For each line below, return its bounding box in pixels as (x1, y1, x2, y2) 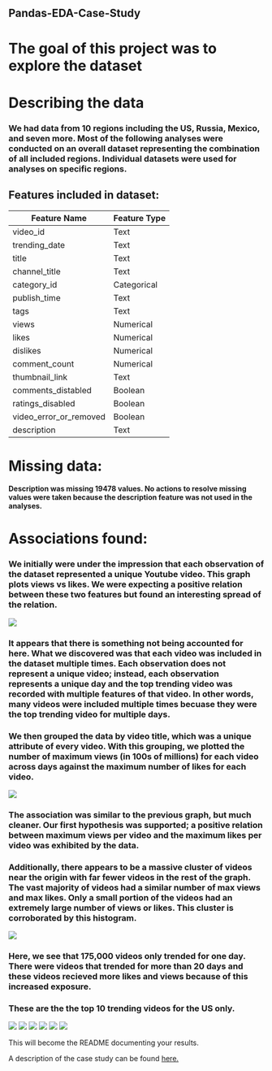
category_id (12, 279, 58, 290)
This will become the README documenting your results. (8, 1038, 199, 1047)
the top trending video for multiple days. (8, 709, 171, 720)
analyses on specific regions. (8, 163, 127, 174)
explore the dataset (8, 56, 143, 75)
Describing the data (8, 93, 145, 112)
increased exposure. (8, 981, 92, 992)
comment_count (12, 358, 75, 369)
